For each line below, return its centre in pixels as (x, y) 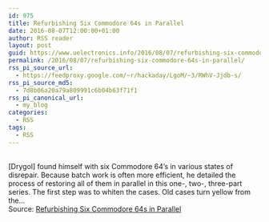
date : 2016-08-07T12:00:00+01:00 (64, 30)
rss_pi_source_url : (41, 68)
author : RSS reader (41, 38)
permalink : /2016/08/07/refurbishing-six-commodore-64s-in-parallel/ (127, 61)
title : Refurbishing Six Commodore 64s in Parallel (96, 23)
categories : (28, 113)
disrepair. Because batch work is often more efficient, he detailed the (122, 175)
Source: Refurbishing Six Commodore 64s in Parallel (95, 208)
